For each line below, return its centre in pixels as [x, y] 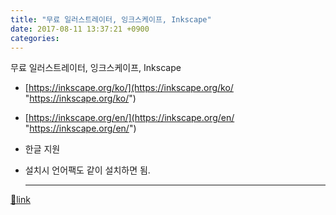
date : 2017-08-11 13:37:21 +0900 [80, 29]
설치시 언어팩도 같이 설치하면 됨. [87, 170]
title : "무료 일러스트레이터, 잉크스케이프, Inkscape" [111, 19]
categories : [35, 38]
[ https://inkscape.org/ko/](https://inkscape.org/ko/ [129, 88]
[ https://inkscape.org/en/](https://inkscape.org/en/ [129, 118]
